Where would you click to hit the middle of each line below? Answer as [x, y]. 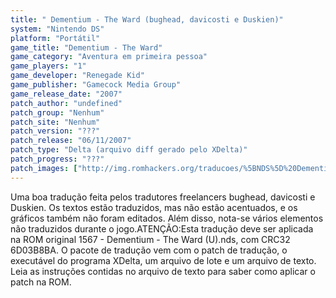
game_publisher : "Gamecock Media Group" [96, 85]
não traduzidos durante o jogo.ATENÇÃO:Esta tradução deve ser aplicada [162, 228]
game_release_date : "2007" [66, 94]
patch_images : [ [44, 168]
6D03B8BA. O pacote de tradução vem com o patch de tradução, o [149, 250]
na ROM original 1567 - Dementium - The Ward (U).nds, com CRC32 [150, 239]
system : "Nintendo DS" [57, 29]
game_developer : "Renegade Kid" [77, 76]
